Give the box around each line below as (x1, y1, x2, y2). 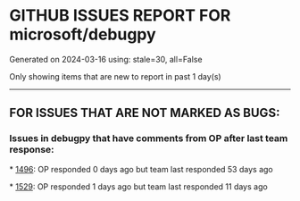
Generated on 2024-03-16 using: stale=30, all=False (9, 54, 203, 64)
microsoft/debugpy (9, 24, 156, 45)
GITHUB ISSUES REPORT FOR (9, 5, 231, 26)
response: (9, 144, 55, 156)
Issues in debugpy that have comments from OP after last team (9, 132, 288, 145)
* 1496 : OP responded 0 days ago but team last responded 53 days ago (9, 163, 274, 174)
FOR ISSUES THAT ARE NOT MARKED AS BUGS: (9, 105, 280, 121)
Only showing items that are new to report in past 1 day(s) (9, 71, 221, 81)
